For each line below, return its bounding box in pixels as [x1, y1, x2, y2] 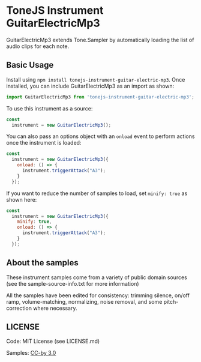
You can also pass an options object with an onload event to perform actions [6, 133, 195, 140]
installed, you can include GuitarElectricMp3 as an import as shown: [6, 82, 175, 89]
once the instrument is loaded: [6, 139, 82, 146]
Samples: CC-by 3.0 [6, 349, 56, 357]
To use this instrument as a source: [6, 104, 93, 112]
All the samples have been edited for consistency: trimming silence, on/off [6, 292, 190, 299]
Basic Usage [6, 60, 54, 70]
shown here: [6, 196, 37, 203]
